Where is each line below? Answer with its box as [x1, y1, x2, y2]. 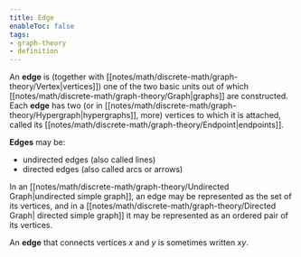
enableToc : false [9, 22, 75, 31]
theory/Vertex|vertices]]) [9, 81, 102, 92]
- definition [9, 47, 59, 56]
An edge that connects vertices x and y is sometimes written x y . [9, 237, 249, 248]
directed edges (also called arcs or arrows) [22, 164, 183, 175]
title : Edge [9, 13, 54, 23]
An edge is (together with [9, 71, 105, 82]
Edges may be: [9, 137, 66, 148]
